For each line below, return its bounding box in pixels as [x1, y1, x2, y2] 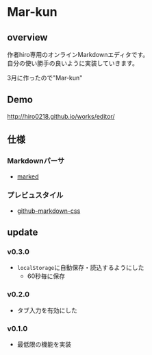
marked [16, 172, 39, 181]
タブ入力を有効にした [16, 306, 77, 314]
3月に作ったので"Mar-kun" [7, 73, 83, 82]
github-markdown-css [16, 207, 81, 215]
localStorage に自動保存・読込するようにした [16, 264, 144, 272]
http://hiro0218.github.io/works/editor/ [7, 112, 115, 120]
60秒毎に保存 [27, 272, 66, 280]
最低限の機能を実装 [16, 341, 72, 349]
